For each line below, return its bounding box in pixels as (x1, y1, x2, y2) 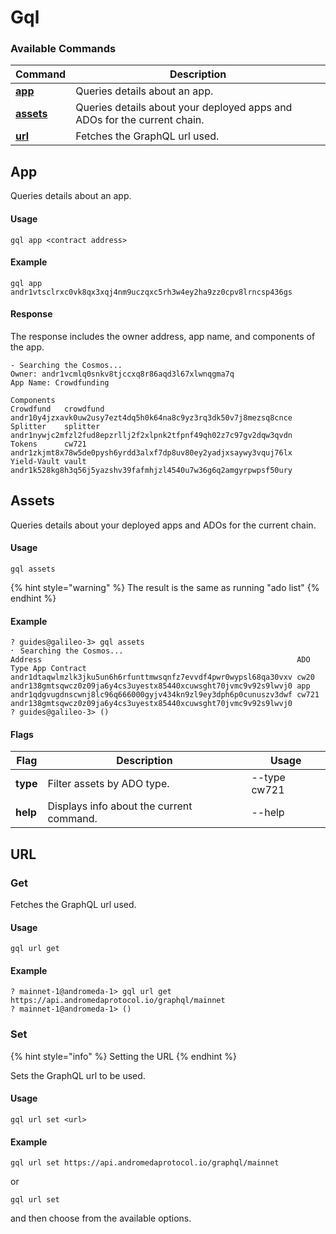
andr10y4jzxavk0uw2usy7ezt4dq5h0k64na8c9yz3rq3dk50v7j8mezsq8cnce (10, 412, 293, 423)
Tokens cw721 (10, 439, 87, 449)
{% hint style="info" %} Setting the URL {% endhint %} (10, 1050, 237, 1062)
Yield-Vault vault (10, 456, 87, 466)
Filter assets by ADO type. (47, 777, 170, 791)
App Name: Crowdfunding (10, 377, 110, 388)
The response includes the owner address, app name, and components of (10, 330, 316, 342)
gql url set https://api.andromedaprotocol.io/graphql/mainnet (10, 1158, 280, 1168)
